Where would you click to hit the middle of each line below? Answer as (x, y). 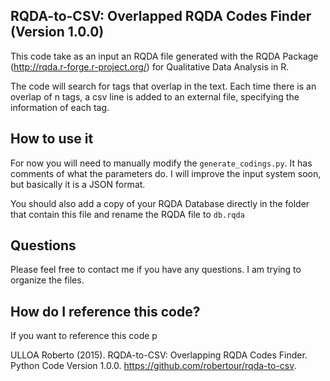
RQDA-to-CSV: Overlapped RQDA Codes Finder (161, 16)
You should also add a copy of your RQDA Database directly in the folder (160, 203)
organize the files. (47, 280)
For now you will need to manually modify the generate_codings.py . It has (161, 163)
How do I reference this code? (105, 311)
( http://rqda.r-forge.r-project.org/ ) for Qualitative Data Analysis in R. (150, 66)
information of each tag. (60, 107)
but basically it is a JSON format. (78, 184)
